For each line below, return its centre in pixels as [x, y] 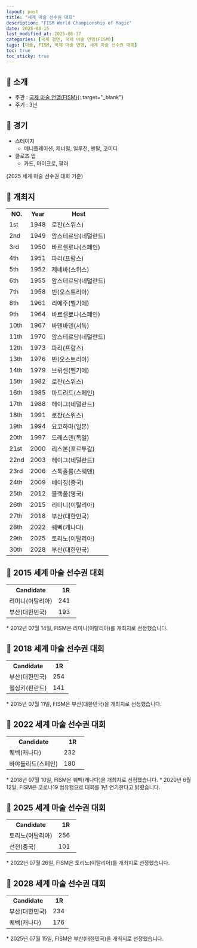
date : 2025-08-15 [28, 28]
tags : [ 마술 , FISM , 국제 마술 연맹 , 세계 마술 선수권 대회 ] [72, 45]
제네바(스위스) [70, 270]
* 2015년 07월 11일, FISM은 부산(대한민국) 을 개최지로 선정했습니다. [84, 704]
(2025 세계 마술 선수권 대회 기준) [45, 176]
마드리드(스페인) [73, 393]
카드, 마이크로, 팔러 [46, 163]
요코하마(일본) [70, 427]
